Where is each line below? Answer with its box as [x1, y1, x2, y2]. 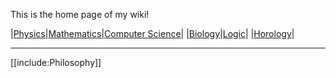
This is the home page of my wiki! [10, 9, 150, 20]
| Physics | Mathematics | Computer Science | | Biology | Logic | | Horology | [10, 28, 295, 39]
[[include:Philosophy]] [10, 57, 102, 68]
